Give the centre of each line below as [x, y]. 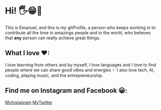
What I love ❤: [27, 53]
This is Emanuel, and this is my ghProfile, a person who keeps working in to [80, 27]
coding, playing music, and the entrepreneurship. [54, 75]
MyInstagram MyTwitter [29, 102]
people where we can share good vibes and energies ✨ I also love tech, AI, [80, 70]
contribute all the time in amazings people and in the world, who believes [78, 32]
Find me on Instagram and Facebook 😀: [66, 91]
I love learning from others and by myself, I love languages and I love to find [81, 64]
